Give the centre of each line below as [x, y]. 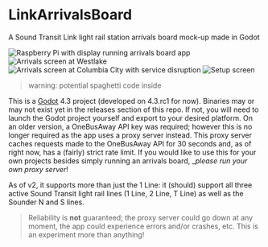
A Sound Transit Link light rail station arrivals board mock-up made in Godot [134, 37]
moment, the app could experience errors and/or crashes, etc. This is [143, 226]
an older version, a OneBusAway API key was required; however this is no [130, 126]
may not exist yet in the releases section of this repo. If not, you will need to [134, 109]
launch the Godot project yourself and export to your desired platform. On [131, 117]
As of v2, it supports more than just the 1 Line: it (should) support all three [130, 185]
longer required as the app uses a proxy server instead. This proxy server [130, 135]
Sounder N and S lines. [46, 202]
